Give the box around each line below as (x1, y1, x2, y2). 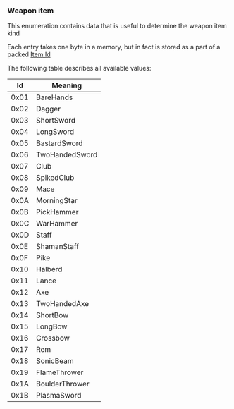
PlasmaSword (36, 391, 82, 401)
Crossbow (36, 334, 70, 343)
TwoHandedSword (36, 150, 98, 160)
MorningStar (36, 196, 78, 206)
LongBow (36, 322, 68, 331)
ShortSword (36, 116, 76, 126)
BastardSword (36, 138, 83, 148)
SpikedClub (36, 173, 75, 183)
